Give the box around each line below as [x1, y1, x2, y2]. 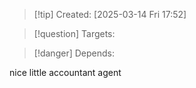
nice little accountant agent [9, 67, 122, 78]
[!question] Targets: [33, 28, 116, 39]
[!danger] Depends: [33, 47, 115, 59]
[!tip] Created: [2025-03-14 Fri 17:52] [33, 9, 187, 20]
